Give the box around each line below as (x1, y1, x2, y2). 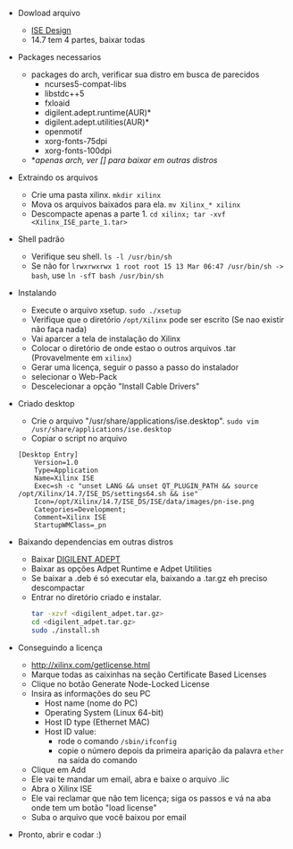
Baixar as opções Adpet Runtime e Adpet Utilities (30, 563, 213, 574)
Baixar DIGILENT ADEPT (30, 554, 121, 564)
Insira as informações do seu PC (30, 688, 151, 699)
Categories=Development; (34, 505, 127, 514)
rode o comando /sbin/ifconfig (57, 735, 177, 746)
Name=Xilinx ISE (34, 474, 95, 483)
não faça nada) (30, 324, 88, 334)
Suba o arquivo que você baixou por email (30, 811, 187, 822)
